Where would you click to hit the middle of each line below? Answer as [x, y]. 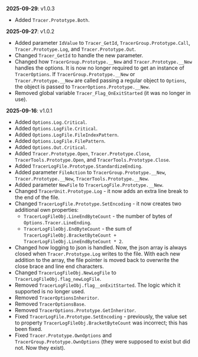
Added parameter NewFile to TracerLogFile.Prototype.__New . [89, 185]
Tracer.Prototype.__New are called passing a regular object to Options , [100, 80]
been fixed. [28, 329]
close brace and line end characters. [59, 266]
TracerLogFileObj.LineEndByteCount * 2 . [73, 241]
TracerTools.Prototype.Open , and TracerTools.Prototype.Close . [92, 160]
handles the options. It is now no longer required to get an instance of [99, 68]
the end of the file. [37, 197]
